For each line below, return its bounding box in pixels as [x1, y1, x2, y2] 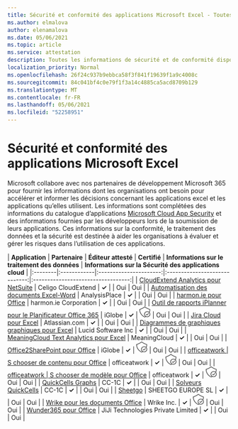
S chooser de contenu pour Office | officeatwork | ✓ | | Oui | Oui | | [7, 358, 215, 366]
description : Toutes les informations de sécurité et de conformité [7, 57, 214, 64]
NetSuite [7, 283, 33, 291]
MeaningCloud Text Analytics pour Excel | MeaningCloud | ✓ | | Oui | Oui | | [7, 333, 227, 342]
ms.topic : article [7, 41, 62, 49]
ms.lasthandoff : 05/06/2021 [7, 102, 91, 109]
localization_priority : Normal [7, 64, 100, 71]
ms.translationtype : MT [7, 86, 78, 94]
